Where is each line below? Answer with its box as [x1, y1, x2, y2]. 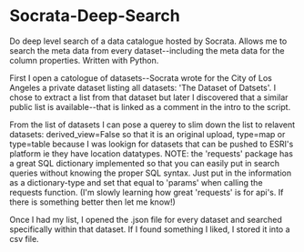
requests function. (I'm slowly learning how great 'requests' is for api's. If [9, 186, 284, 197]
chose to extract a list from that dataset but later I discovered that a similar [9, 92, 289, 103]
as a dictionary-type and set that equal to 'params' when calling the [9, 176, 263, 187]
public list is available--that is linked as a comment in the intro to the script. [9, 101, 291, 112]
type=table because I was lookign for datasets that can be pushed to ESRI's [9, 138, 294, 149]
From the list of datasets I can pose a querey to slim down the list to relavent [9, 119, 296, 130]
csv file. [9, 233, 39, 244]
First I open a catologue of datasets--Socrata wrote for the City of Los [9, 72, 273, 83]
